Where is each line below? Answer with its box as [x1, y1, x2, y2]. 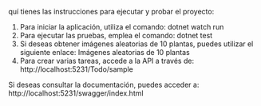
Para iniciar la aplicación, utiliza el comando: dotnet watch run [19, 22, 224, 31]
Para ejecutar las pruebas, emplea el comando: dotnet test [19, 31, 213, 40]
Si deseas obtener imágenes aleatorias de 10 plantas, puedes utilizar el [19, 39, 254, 49]
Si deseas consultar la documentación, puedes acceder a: [8, 80, 200, 89]
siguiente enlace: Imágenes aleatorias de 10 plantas [19, 48, 190, 57]
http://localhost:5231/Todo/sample [19, 65, 133, 74]
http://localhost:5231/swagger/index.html [8, 88, 144, 98]
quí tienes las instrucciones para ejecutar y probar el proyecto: [8, 7, 215, 16]
